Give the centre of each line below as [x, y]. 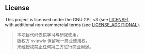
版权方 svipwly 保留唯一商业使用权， [53, 40]
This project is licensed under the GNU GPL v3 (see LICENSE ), [67, 19]
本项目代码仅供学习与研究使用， [49, 34]
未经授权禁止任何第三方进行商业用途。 [55, 47]
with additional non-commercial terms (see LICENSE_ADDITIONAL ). [73, 25]
